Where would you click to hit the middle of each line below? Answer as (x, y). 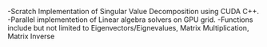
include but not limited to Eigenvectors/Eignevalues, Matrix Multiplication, (128, 28)
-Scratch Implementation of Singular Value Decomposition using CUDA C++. (133, 11)
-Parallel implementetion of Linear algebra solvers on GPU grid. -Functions (130, 20)
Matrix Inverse (31, 36)
